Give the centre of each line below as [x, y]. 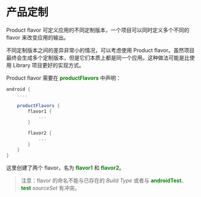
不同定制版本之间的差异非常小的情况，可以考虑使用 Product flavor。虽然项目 [100, 50]
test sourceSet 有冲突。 [50, 188]
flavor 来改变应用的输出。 [38, 37]
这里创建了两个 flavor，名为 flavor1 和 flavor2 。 [65, 168]
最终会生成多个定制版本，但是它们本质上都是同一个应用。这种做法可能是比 [98, 57]
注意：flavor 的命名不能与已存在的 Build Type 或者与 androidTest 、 [104, 180]
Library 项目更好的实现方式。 [49, 65]
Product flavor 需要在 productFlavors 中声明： [64, 78]
